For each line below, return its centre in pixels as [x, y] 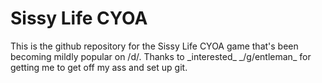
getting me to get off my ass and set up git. [99, 67]
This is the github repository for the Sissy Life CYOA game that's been [154, 46]
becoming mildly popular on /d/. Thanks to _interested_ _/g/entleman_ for [161, 56]
